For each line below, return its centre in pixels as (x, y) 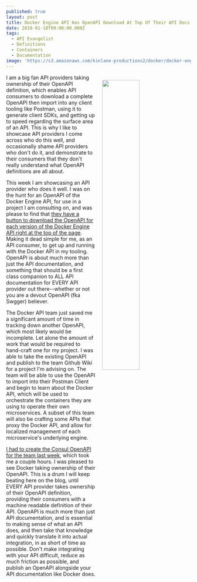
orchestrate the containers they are (49, 400)
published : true (26, 11)
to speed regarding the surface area (50, 121)
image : (14, 61)
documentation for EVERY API (42, 282)
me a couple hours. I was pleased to (50, 461)
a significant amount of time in (43, 319)
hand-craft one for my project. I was (50, 350)
